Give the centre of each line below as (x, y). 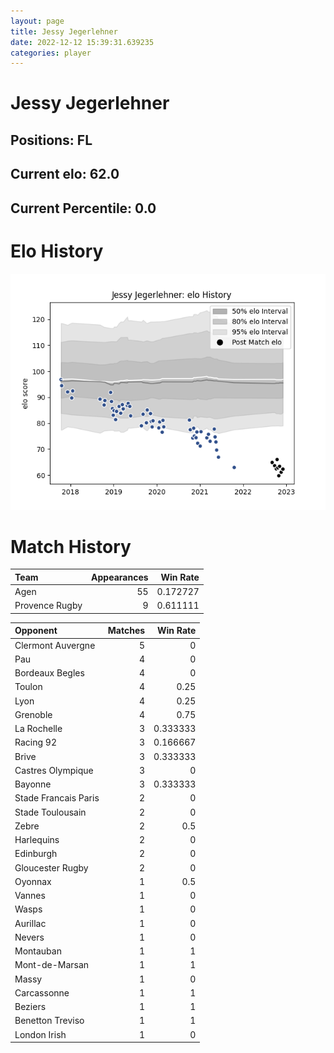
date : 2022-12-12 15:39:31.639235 (82, 42)
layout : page (37, 21)
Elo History (57, 251)
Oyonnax (33, 881)
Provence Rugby (48, 606)
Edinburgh (36, 854)
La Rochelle (38, 729)
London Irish (40, 1034)
